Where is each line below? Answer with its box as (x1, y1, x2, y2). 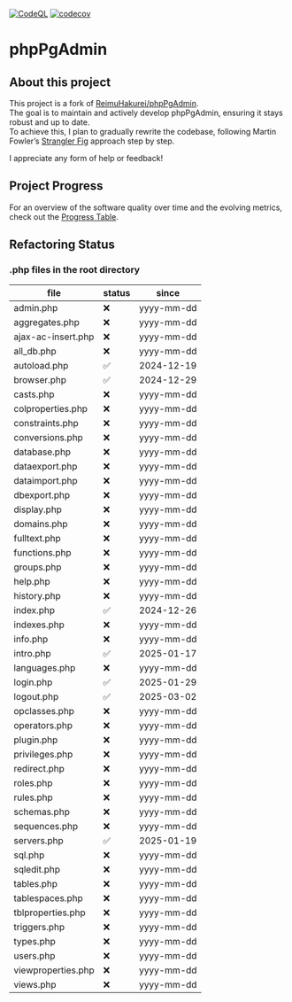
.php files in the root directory (9, 264, 140, 276)
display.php (13, 503, 62, 516)
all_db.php (13, 345, 57, 357)
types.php (13, 935, 56, 947)
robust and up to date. (9, 117, 90, 128)
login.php (13, 676, 53, 688)
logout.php (13, 690, 59, 703)
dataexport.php (13, 460, 78, 472)
